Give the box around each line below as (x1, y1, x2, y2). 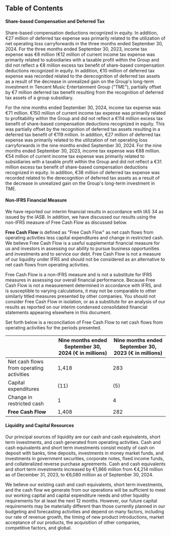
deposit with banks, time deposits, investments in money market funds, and (5, 450, 164, 456)
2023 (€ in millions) (113, 349, 163, 356)
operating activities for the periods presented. (5, 324, 102, 330)
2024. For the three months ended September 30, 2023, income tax (5, 46, 148, 52)
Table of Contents (5, 4, 64, 13)
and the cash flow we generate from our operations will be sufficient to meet (5, 487, 166, 493)
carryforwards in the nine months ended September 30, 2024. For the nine (5, 142, 162, 148)
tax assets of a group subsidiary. (5, 94, 74, 101)
